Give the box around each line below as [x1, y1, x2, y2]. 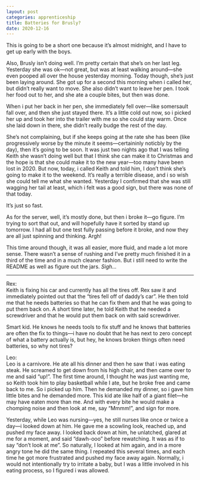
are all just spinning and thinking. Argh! [6, 233, 102, 240]
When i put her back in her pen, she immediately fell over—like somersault [6, 103, 189, 110]
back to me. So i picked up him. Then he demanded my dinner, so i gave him [6, 386, 193, 393]
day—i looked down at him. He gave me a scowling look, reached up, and [6, 423, 186, 430]
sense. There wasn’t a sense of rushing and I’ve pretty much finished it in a [6, 250, 190, 258]
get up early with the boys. [6, 48, 72, 55]
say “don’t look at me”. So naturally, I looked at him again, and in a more [6, 442, 182, 449]
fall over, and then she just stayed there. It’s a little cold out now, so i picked [6, 109, 192, 116]
